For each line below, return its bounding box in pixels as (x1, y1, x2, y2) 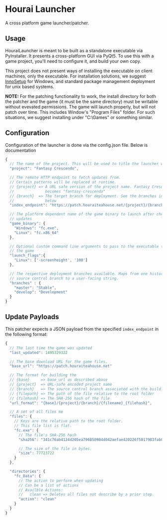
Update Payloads (5, 313, 59, 321)
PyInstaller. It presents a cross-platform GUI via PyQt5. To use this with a (5, 53, 154, 59)
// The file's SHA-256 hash (18, 433, 77, 437)
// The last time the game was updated (9, 346, 92, 350)
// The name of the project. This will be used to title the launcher (9, 162, 159, 167)
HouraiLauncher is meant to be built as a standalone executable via (5, 47, 143, 53)
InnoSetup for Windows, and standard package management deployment (5, 78, 156, 84)
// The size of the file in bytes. (18, 446, 92, 451)
